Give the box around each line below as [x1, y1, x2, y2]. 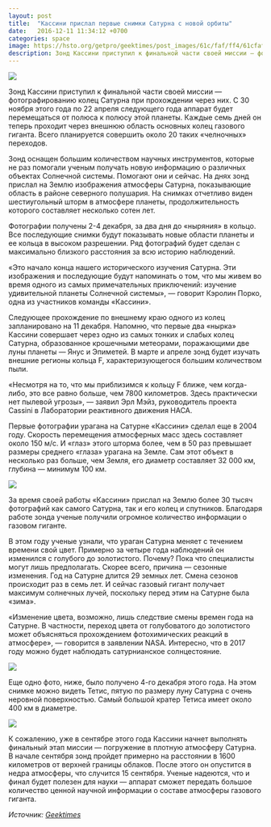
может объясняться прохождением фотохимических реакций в [8, 630, 228, 639]
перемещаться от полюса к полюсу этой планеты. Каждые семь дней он [8, 112, 262, 122]
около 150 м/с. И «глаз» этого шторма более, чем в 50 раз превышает [8, 438, 252, 448]
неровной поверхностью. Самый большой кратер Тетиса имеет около [8, 694, 252, 704]
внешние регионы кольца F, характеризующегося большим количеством [8, 356, 262, 365]
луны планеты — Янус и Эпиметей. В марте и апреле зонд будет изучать [8, 347, 261, 357]
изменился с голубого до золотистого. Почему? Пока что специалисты [8, 554, 255, 563]
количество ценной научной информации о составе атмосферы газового [8, 786, 262, 795]
